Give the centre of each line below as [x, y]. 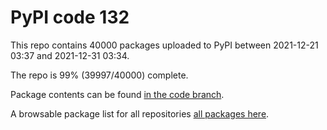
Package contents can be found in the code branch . [117, 94]
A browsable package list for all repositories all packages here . [140, 113]
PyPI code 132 [70, 17]
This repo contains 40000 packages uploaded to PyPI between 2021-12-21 [164, 45]
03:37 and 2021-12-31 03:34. [70, 55]
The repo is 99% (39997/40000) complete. [99, 75]
